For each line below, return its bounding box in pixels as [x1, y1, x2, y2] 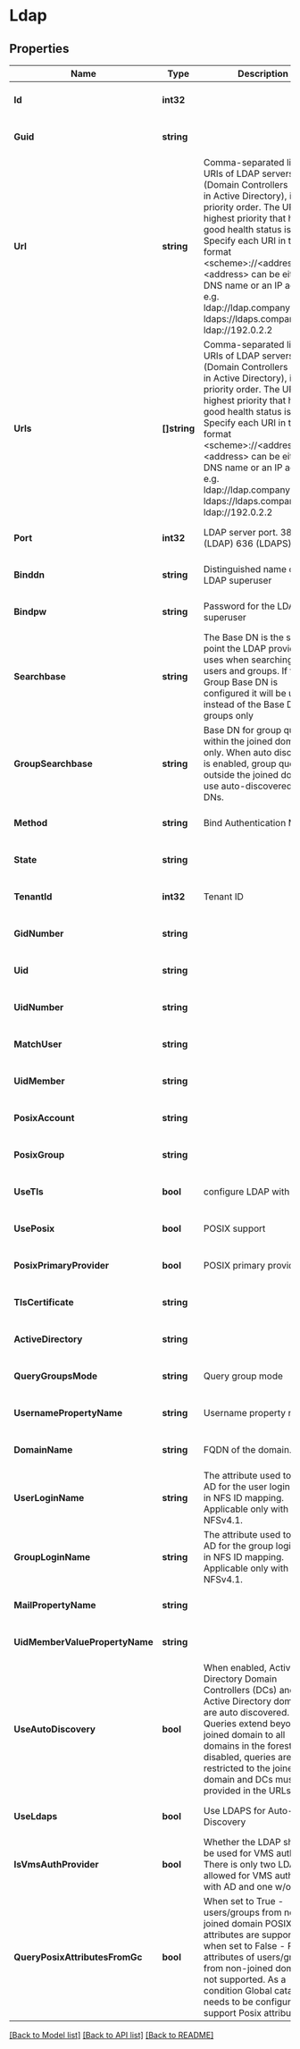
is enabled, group [203, 757, 277, 770]
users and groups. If [203, 665, 288, 677]
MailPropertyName [13, 1599, 96, 1611]
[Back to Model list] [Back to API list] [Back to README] [9, 2030, 214, 2040]
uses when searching [203, 653, 294, 666]
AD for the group [203, 1539, 274, 1552]
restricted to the [203, 1762, 271, 1775]
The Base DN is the [203, 631, 284, 644]
